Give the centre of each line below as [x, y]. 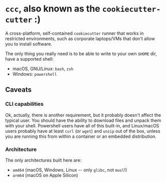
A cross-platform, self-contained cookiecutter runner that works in [74, 33]
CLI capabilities [25, 104]
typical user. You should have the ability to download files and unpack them [83, 120]
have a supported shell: [29, 59]
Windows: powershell [35, 74]
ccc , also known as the [53, 9]
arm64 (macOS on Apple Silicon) [45, 175]
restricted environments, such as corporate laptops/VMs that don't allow [80, 39]
